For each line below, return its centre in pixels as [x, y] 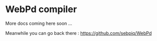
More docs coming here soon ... [39, 23]
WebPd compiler [41, 9]
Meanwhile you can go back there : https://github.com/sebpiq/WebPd [78, 33]
